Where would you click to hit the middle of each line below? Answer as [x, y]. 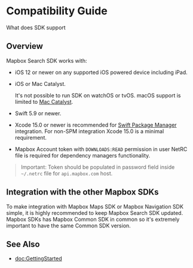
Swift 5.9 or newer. [38, 113]
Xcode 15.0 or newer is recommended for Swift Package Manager [96, 125]
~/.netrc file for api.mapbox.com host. [67, 173]
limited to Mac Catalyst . [44, 101]
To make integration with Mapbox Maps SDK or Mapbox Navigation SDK [95, 207]
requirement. [30, 137]
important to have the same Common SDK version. [69, 226]
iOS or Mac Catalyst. [40, 84]
